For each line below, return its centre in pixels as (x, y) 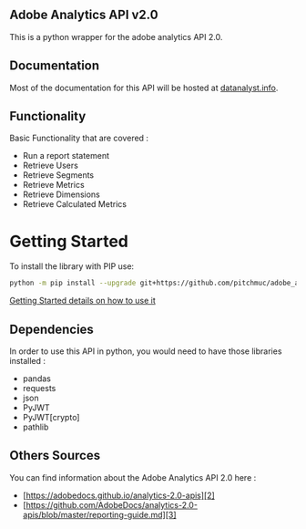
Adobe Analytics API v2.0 (84, 15)
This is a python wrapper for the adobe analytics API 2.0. (116, 36)
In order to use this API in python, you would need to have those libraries (146, 351)
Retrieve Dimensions (61, 194)
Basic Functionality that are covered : (79, 138)
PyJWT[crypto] (51, 418)
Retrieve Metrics (53, 185)
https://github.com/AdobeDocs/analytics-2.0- (112, 504)
